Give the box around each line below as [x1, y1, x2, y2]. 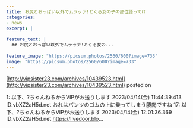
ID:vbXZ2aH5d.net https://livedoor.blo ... [6, 115, 104, 122]
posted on [126, 81, 151, 88]
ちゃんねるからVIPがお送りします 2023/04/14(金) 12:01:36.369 [19, 108, 172, 115]
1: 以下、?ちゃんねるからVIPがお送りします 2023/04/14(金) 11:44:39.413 [6, 93, 182, 101]
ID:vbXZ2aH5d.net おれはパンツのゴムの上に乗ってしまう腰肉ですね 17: [6, 101, 181, 108]
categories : [6, 14, 36, 20]
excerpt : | [6, 25, 33, 32]
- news [6, 20, 23, 26]
